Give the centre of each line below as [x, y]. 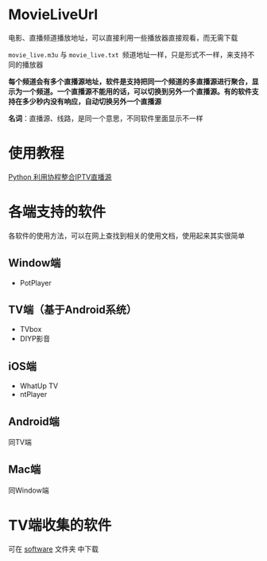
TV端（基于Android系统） [73, 310]
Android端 [34, 421]
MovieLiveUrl [53, 15]
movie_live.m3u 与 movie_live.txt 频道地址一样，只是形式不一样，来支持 [128, 54]
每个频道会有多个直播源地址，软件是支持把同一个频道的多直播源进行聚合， [130, 81]
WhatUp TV [39, 386]
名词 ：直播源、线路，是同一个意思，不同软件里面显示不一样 [106, 118]
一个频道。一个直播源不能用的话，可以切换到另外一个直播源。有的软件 [137, 91]
